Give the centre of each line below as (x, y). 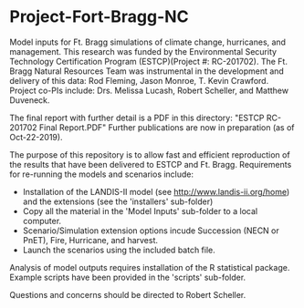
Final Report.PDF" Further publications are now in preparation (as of (167, 127)
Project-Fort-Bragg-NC (99, 17)
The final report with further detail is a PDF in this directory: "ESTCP (137, 118)
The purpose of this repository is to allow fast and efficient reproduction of (150, 154)
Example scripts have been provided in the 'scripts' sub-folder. (128, 277)
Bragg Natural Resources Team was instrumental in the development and (147, 71)
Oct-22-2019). (36, 137)
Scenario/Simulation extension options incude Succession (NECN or (151, 231)
